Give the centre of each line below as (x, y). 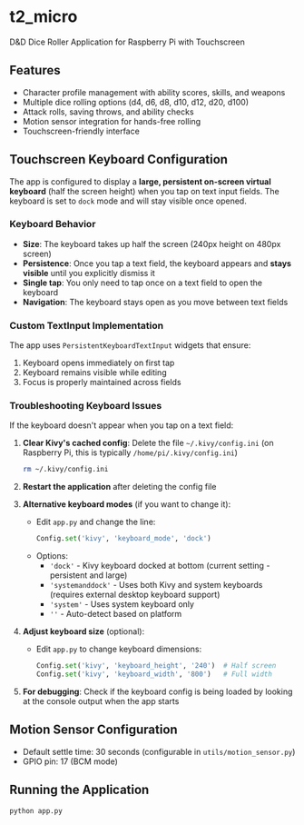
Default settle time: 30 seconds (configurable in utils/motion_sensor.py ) (159, 751)
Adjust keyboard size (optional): (83, 631)
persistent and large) (88, 575)
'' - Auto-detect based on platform (116, 614)
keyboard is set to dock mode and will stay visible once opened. (128, 201)
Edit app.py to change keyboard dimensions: (119, 649)
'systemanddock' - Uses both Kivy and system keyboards (156, 585)
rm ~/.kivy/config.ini (65, 470)
